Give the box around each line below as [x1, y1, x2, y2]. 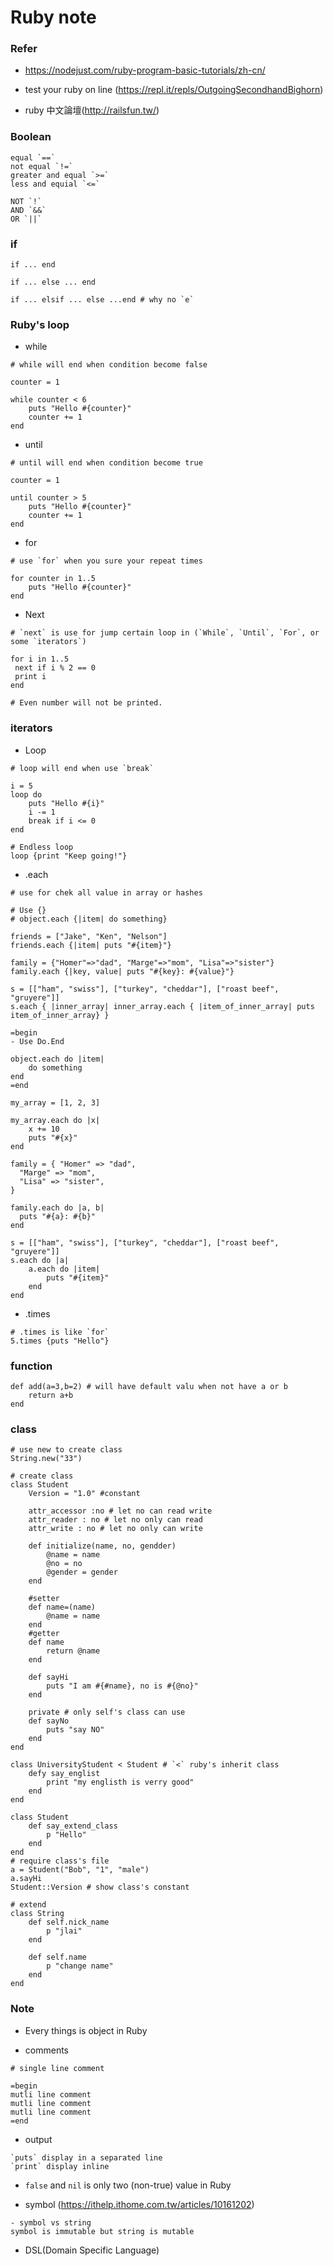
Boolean [10, 130, 52, 144]
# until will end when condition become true [10, 458, 203, 468]
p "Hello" [46, 1830, 87, 1840]
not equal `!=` [10, 161, 74, 171]
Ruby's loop [10, 318, 70, 331]
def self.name [28, 1952, 87, 1963]
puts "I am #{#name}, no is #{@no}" [46, 1681, 199, 1691]
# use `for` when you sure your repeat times [10, 556, 203, 566]
